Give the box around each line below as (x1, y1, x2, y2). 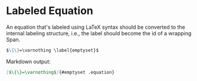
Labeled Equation (6, 4, 93, 18)
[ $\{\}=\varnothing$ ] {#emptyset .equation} (6, 69, 115, 75)
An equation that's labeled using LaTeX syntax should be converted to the (6, 23, 186, 31)
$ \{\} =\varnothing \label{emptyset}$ (6, 47, 99, 53)
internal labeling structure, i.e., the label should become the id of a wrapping (6, 29, 192, 36)
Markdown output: (6, 58, 51, 65)
